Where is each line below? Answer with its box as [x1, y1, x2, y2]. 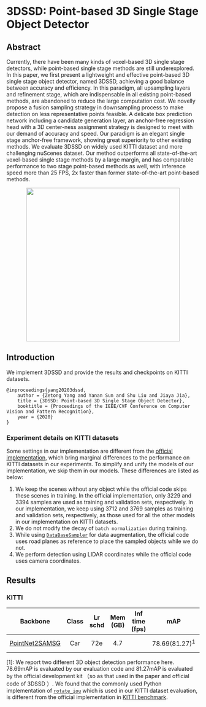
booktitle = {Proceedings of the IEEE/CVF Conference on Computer [17, 403, 191, 409]
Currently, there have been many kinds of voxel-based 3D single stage [6, 58, 185, 65]
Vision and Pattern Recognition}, [6, 408, 95, 415]
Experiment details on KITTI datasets [6, 433, 119, 442]
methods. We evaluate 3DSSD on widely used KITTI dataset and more [6, 143, 183, 150]
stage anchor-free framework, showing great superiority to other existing [6, 136, 191, 144]
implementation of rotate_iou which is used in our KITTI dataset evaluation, [6, 687, 198, 694]
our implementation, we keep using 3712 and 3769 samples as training [15, 505, 194, 512]
